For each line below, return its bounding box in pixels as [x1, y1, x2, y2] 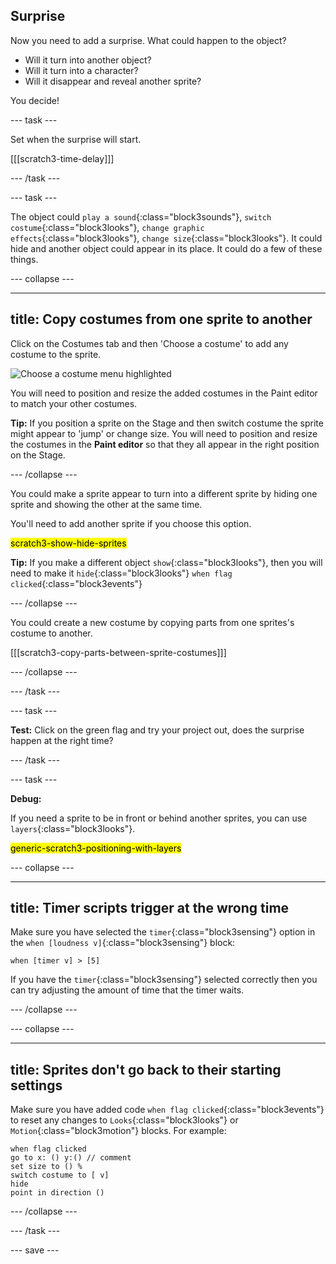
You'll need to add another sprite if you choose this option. [10, 517, 252, 529]
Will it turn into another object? [24, 54, 152, 66]
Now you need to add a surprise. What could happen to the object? [10, 34, 287, 46]
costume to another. [10, 627, 93, 639]
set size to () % [10, 1162, 83, 1172]
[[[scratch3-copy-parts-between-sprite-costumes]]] [10, 646, 227, 658]
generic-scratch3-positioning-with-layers [10, 842, 182, 854]
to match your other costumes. [10, 397, 138, 409]
